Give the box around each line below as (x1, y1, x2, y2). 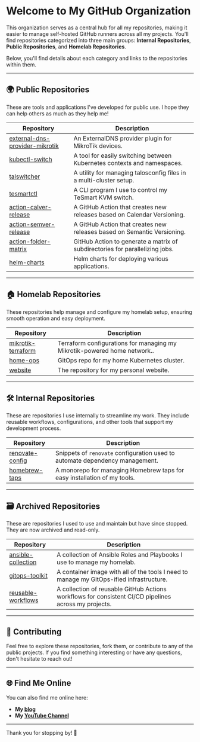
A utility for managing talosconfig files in (73, 169, 186, 177)
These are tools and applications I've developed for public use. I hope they (6, 103, 189, 111)
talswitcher (9, 172, 40, 181)
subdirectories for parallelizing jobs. (73, 245, 174, 253)
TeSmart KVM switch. (73, 193, 134, 201)
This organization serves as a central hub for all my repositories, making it (6, 24, 187, 31)
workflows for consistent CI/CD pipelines (56, 593, 171, 601)
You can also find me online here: (6, 694, 88, 701)
